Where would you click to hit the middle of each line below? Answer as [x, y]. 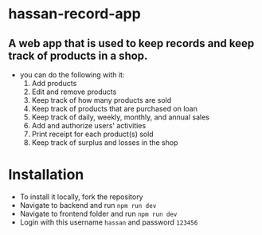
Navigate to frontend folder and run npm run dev [98, 213]
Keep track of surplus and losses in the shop [105, 143]
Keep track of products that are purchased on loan [114, 109]
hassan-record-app [74, 14]
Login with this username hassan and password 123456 [109, 222]
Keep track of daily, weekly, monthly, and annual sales [120, 117]
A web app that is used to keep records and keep [131, 43]
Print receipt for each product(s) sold [92, 134]
